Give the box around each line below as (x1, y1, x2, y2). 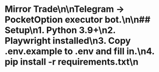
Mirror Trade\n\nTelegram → (4, 3, 124, 15)
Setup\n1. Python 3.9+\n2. (4, 25, 116, 36)
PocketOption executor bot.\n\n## (4, 14, 150, 25)
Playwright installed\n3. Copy (4, 35, 131, 47)
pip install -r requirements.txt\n (4, 56, 138, 68)
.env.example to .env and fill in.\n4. (4, 46, 154, 57)
